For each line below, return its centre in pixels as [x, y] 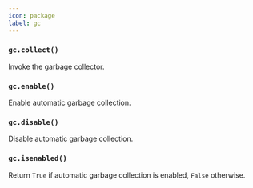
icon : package [32, 16]
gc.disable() [34, 122]
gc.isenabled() [38, 158]
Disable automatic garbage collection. [71, 139]
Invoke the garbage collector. [57, 66]
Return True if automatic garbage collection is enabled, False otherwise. [127, 175]
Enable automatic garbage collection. [70, 103]
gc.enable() [32, 86]
